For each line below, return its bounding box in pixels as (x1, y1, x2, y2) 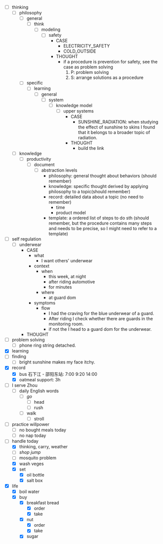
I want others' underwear (41, 258, 93, 264)
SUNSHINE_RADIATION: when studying (78, 119, 159, 124)
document (34, 161, 55, 168)
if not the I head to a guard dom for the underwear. (48, 326, 152, 332)
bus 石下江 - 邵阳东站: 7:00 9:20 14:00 (19, 371, 97, 377)
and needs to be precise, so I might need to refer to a (48, 226, 157, 231)
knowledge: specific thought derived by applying (48, 183, 149, 189)
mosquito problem (19, 455, 57, 461)
